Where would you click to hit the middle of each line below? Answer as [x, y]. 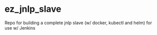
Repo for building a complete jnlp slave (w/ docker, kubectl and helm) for [78, 23]
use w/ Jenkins [20, 28]
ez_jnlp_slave [33, 9]
